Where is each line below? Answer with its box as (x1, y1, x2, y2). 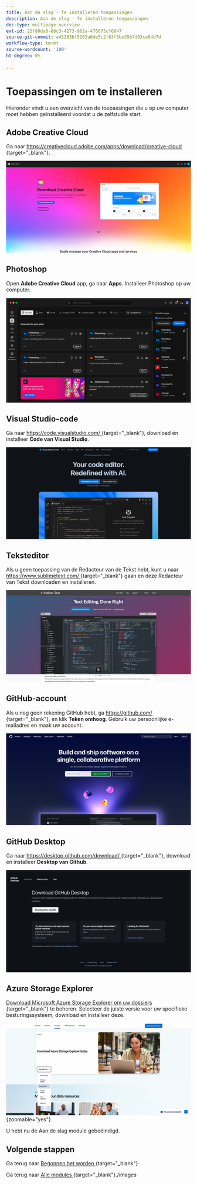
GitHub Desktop (6, 836, 66, 846)
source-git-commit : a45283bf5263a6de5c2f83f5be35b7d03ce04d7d (6, 34, 161, 40)
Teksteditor (6, 550, 49, 560)
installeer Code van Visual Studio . (6, 436, 90, 443)
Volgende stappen (6, 1144, 75, 1154)
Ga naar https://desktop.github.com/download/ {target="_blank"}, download (6, 852, 191, 859)
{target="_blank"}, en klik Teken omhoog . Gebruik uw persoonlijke (6, 715, 167, 722)
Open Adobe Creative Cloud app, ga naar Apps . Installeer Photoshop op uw (6, 280, 191, 287)
